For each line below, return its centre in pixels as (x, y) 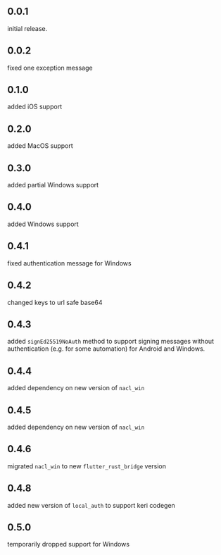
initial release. (27, 28)
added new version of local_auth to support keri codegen (91, 505)
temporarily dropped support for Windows (69, 544)
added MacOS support (40, 146)
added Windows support (43, 224)
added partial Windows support (53, 185)
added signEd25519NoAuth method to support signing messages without (111, 342)
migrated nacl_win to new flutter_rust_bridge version (87, 466)
